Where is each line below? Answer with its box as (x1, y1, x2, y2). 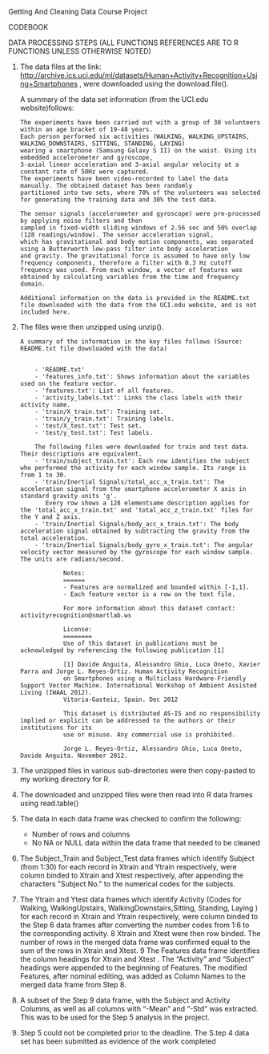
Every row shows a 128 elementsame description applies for (45, 499, 250, 507)
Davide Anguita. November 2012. (19, 752, 128, 760)
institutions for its (19, 724, 92, 732)
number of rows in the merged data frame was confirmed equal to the (19, 938, 251, 947)
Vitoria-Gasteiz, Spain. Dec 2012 (62, 695, 179, 703)
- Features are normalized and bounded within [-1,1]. (62, 583, 250, 591)
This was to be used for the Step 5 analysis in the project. (19, 1012, 211, 1022)
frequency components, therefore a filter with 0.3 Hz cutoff (19, 259, 232, 267)
